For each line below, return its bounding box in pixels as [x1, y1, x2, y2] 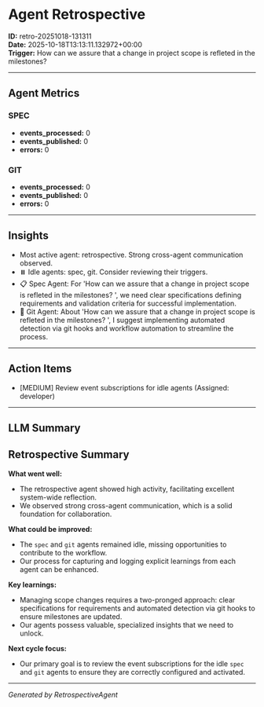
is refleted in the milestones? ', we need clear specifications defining [19, 290, 242, 299]
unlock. [19, 628, 44, 638]
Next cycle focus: [8, 643, 67, 653]
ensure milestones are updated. [19, 611, 123, 621]
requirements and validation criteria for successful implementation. [19, 299, 237, 308]
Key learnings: [8, 580, 57, 589]
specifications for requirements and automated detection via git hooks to [19, 603, 255, 613]
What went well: [8, 469, 63, 478]
